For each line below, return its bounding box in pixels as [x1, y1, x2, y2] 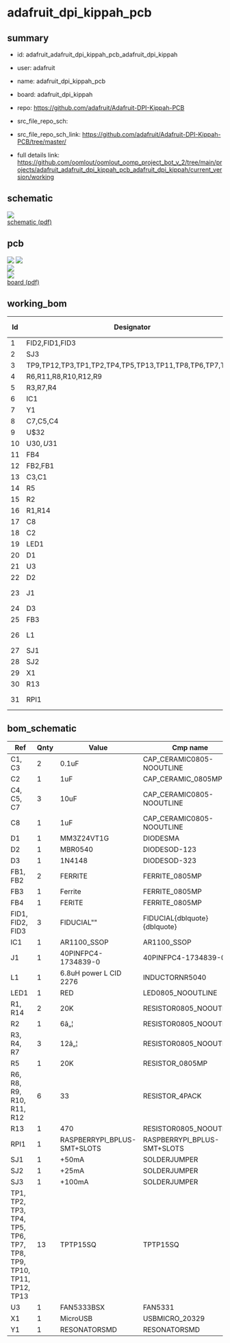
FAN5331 [142, 1302, 175, 1312]
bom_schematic [7, 722, 77, 734]
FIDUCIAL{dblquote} [142, 913, 209, 923]
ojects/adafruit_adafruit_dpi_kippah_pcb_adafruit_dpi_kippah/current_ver [16, 166, 222, 173]
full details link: [16, 151, 60, 159]
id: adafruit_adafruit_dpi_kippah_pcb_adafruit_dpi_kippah [16, 50, 178, 58]
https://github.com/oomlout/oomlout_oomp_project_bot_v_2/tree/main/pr [16, 158, 222, 166]
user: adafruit [16, 64, 55, 71]
